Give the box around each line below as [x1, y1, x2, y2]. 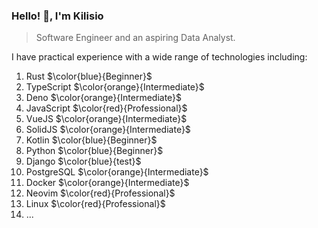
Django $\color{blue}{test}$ [25, 155, 142, 168]
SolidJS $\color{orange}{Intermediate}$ [25, 124, 191, 136]
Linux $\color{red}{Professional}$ [25, 198, 166, 210]
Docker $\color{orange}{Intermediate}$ [25, 177, 190, 189]
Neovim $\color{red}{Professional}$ [25, 187, 176, 199]
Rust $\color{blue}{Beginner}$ [25, 70, 153, 83]
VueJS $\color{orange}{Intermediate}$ [25, 113, 188, 125]
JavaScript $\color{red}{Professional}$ [25, 102, 188, 114]
